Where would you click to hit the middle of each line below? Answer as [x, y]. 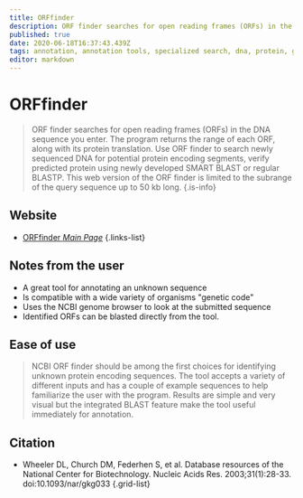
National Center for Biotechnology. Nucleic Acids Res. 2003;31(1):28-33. [156, 475]
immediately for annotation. [82, 414]
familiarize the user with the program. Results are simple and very [153, 395]
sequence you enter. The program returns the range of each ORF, [153, 139]
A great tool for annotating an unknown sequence [115, 287]
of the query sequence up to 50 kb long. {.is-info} [124, 187]
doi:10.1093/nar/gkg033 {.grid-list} [86, 484]
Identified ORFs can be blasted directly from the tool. [120, 316]
